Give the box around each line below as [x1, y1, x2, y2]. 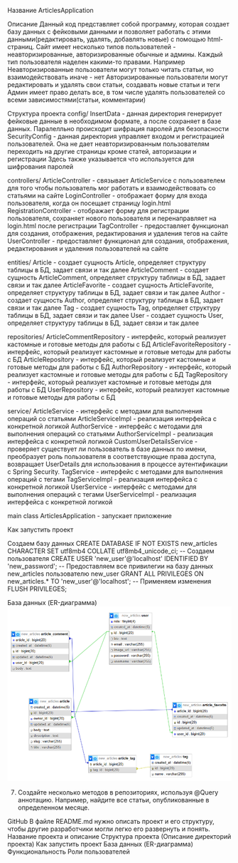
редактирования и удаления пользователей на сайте [7, 244, 169, 252]
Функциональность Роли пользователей [7, 847, 130, 856]
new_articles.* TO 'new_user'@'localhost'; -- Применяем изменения [7, 577, 212, 585]
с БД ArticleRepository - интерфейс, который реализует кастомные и [7, 356, 217, 363]
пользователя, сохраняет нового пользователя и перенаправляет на [7, 214, 217, 222]
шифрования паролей [7, 162, 73, 170]
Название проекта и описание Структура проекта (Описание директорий [7, 832, 232, 840]
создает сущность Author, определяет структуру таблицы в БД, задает [7, 296, 224, 304]
